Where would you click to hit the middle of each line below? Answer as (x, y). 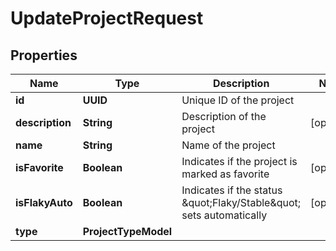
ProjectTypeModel (127, 231)
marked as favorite (225, 174)
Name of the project (228, 145)
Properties (44, 55)
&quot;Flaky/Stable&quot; (241, 202)
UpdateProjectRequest (107, 18)
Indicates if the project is (239, 161)
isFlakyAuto (44, 202)
